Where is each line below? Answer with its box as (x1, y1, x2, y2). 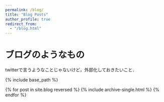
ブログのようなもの (5, 49, 85, 61)
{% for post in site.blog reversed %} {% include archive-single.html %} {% (5, 86, 159, 93)
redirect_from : (5, 21, 37, 27)
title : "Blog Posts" (5, 12, 49, 17)
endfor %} (5, 92, 27, 98)
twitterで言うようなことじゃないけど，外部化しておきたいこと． (5, 67, 137, 73)
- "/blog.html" (10, 26, 42, 31)
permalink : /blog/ (5, 7, 44, 13)
